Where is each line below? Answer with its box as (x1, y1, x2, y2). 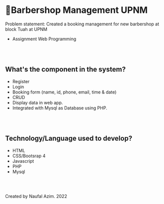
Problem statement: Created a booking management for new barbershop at (5, 21, 160, 27)
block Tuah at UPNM (5, 26, 48, 32)
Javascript (12, 158, 34, 164)
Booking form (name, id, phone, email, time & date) (12, 89, 117, 95)
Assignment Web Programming (12, 36, 77, 42)
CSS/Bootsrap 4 (12, 153, 46, 159)
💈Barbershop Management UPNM (5, 4, 148, 16)
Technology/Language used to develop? (5, 134, 133, 143)
